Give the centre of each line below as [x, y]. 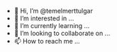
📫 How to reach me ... [47, 41]
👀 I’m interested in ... [44, 18]
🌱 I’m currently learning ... [52, 26]
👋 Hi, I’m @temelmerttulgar [54, 11]
